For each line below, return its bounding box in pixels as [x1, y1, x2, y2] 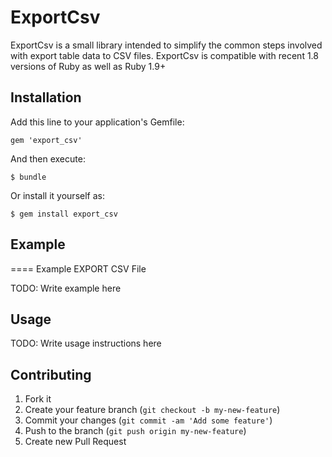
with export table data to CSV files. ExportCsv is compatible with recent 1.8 [10, 49, 319, 61]
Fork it [24, 393, 52, 405]
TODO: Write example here [10, 282, 122, 294]
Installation [10, 89, 82, 106]
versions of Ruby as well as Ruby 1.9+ [10, 60, 167, 72]
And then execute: [10, 152, 86, 165]
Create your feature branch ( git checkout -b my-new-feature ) [24, 404, 281, 416]
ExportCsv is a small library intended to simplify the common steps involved [10, 39, 323, 51]
